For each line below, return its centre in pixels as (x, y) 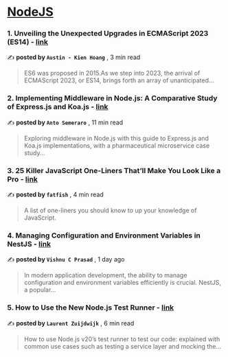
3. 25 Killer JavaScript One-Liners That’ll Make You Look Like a (114, 170)
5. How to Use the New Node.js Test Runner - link (91, 308)
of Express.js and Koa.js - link (58, 107)
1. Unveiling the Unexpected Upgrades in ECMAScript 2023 (108, 34)
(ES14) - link (28, 42)
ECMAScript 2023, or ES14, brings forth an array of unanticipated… (119, 80)
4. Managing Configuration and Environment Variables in (104, 235)
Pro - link (22, 179)
